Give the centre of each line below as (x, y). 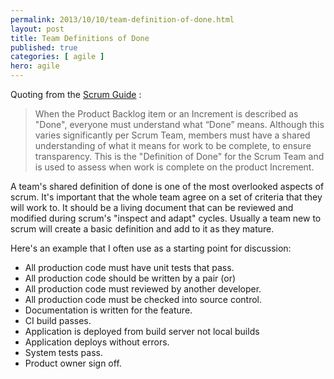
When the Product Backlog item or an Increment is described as (166, 114)
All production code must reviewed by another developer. (143, 289)
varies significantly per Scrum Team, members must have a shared (172, 135)
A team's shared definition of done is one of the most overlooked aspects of (167, 186)
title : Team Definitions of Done (80, 38)
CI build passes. (58, 320)
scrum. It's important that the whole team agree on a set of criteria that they (166, 197)
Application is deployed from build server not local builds (142, 331)
